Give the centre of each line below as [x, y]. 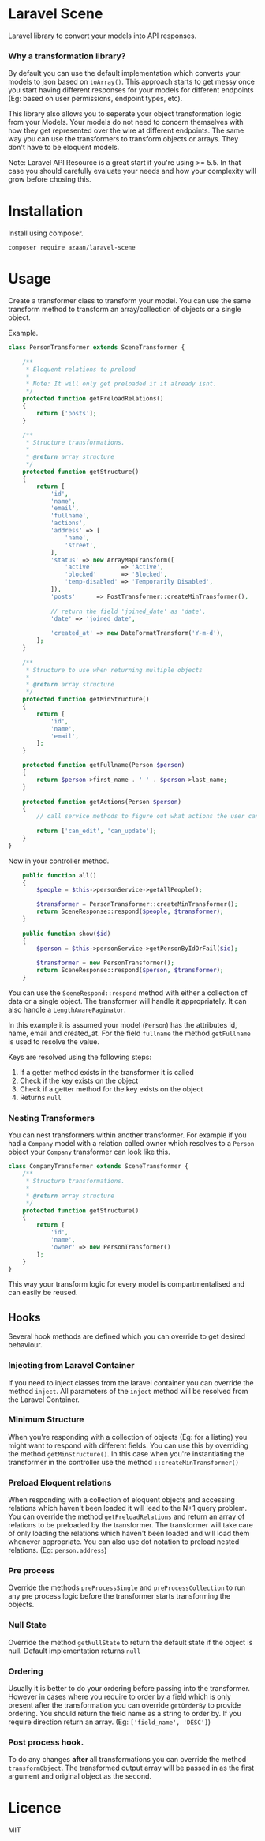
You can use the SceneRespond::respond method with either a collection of [128, 993]
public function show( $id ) [67, 934]
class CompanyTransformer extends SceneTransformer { [99, 1167]
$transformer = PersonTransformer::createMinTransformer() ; [137, 904]
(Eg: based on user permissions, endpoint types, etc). [95, 99]
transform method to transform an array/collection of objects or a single [125, 310]
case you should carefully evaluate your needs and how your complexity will [132, 171]
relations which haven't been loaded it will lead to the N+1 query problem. [128, 1508]
